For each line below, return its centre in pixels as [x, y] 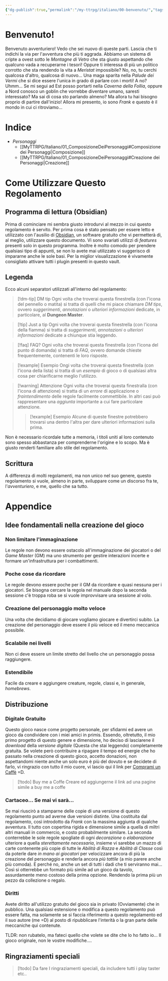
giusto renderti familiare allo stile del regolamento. [57, 448]
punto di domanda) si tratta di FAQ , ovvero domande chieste [79, 350]
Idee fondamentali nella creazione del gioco [74, 525]
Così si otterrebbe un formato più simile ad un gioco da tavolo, [69, 870]
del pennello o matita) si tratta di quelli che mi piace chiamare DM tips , [90, 304]
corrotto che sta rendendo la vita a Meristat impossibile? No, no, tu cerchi [81, 70]
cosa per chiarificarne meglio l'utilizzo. [57, 376]
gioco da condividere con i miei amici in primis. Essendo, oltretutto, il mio [80, 735]
